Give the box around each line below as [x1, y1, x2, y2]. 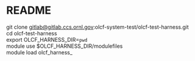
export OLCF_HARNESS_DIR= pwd [6, 36, 88, 43]
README [6, 4, 52, 17]
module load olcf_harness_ [6, 48, 73, 56]
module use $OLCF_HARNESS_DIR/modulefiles [6, 42, 123, 50]
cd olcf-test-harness [6, 29, 58, 36]
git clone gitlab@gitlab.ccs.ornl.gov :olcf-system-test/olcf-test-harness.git [6, 23, 189, 30]
